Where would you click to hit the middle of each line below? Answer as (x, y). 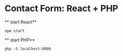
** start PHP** (20, 40)
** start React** (21, 22)
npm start (15, 31)
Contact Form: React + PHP (61, 9)
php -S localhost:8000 (28, 49)
